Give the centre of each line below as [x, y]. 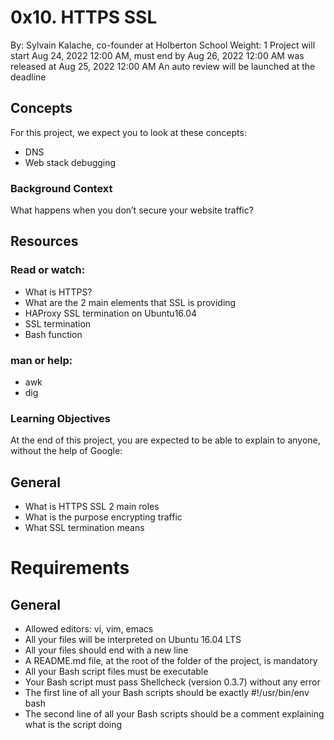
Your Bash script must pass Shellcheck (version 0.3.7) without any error [172, 682]
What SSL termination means [84, 528]
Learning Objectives [61, 418]
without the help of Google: [66, 451]
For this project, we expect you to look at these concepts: [128, 132]
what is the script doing [73, 725]
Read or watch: [48, 270]
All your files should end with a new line [106, 650]
